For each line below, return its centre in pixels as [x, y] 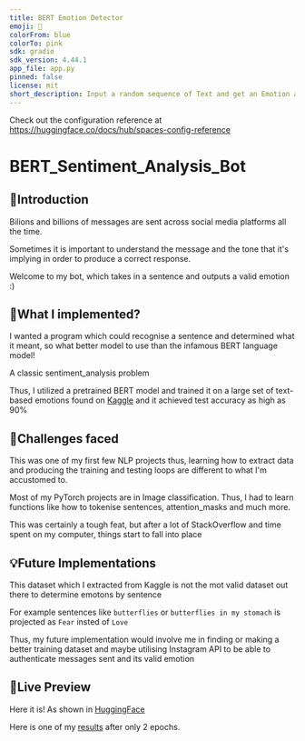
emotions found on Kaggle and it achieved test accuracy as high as [160, 400]
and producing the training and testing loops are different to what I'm [138, 470]
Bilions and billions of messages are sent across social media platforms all [148, 221]
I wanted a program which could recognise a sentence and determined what [152, 336]
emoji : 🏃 [26, 26]
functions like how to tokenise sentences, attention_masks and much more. [150, 507]
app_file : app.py [42, 69]
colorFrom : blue [40, 35]
